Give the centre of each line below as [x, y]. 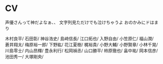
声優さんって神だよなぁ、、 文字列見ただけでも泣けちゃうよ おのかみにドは [80, 22]
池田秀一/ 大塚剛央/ [24, 56]
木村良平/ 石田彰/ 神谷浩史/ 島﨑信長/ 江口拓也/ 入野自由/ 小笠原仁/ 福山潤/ [79, 38]
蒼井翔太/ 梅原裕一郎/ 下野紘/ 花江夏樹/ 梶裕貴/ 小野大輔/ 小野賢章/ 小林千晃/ [81, 44]
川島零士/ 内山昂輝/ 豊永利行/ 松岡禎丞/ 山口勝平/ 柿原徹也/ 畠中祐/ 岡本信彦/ [81, 51]
